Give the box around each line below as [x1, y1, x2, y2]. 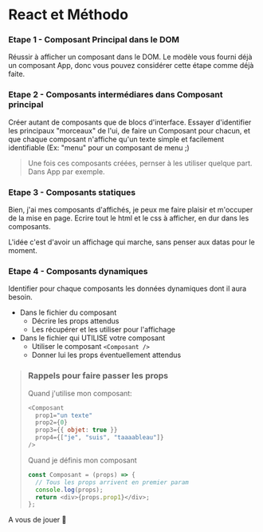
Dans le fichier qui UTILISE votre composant [19, 333, 166, 343]
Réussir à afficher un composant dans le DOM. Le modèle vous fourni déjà [8, 52, 253, 62]
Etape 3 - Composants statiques [8, 186, 136, 197]
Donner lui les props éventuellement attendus [31, 350, 182, 360]
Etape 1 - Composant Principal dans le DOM [8, 34, 180, 46]
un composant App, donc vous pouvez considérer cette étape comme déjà [8, 61, 254, 70]
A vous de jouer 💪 [8, 515, 67, 525]
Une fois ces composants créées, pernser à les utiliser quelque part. [27, 158, 253, 168]
